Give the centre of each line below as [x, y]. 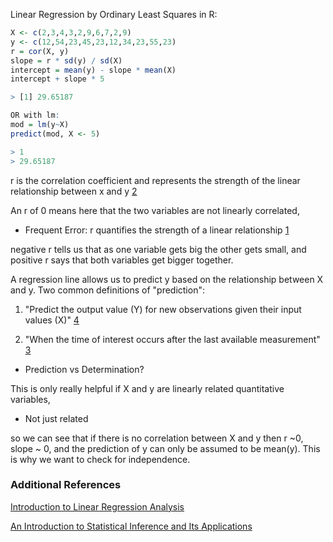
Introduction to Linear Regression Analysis [97, 506]
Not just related [56, 418]
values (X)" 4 [52, 320]
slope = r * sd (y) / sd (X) [66, 60]
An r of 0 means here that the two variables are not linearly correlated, [155, 210]
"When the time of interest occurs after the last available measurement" [172, 339]
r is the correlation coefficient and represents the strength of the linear [155, 180]
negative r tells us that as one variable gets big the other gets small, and [158, 249]
